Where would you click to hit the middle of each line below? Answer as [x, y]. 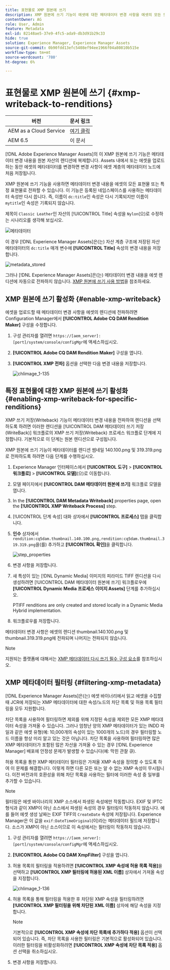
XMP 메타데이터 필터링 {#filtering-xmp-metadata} [83, 683]
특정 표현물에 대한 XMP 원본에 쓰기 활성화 [67, 391]
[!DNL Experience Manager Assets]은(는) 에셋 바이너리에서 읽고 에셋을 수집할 [83, 696]
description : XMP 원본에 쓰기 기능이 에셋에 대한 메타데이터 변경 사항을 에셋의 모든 [83, 15]
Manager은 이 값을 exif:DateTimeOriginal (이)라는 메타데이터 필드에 [74, 820]
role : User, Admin [25, 24]
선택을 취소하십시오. [38, 951]
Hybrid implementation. [37, 610]
